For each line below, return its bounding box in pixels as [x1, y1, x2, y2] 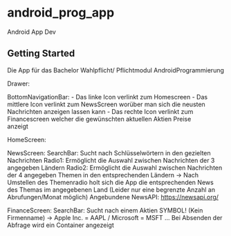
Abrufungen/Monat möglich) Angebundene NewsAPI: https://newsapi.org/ [7, 193, 219, 201]
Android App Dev [7, 28, 57, 36]
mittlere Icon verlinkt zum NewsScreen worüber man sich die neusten [7, 100, 205, 108]
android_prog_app [7, 5, 115, 21]
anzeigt [7, 122, 29, 130]
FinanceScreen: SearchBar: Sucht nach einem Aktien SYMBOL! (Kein [7, 206, 203, 215]
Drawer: [7, 79, 30, 88]
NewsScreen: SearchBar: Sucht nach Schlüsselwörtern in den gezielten [7, 148, 211, 157]
